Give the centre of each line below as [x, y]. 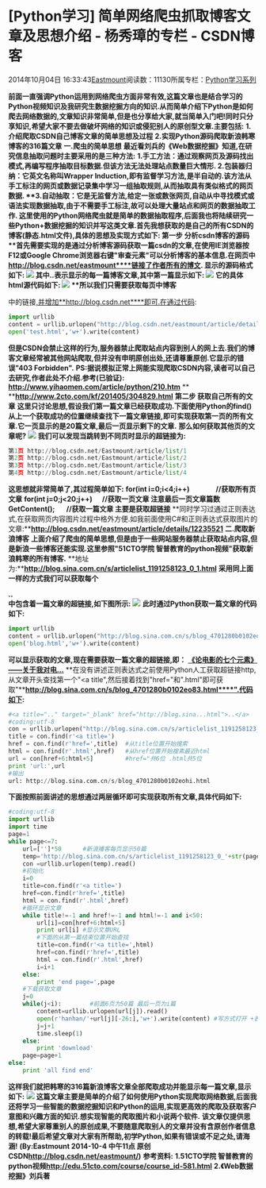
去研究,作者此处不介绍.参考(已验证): [66, 377]
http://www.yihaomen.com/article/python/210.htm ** [99, 387]
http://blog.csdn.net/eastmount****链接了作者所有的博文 [104, 265]
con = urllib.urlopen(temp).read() [79, 864]
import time [28, 827]
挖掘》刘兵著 [29, 1175]
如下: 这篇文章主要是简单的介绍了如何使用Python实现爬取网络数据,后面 [129, 1096]
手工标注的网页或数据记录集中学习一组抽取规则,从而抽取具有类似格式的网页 [131, 185]
